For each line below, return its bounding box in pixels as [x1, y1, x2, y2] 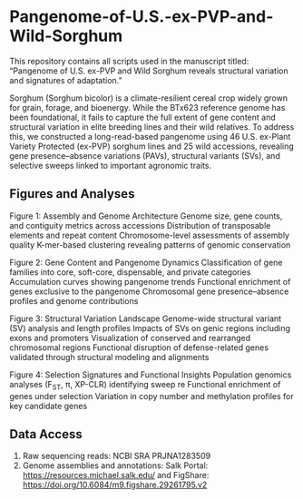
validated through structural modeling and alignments [9, 351, 210, 362]
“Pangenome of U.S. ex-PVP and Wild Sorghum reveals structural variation [9, 65, 288, 76]
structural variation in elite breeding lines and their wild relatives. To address [9, 121, 295, 132]
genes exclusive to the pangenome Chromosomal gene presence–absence [9, 286, 289, 297]
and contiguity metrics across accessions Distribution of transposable [9, 220, 271, 230]
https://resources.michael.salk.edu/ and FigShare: [22, 470, 210, 481]
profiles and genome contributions [9, 295, 139, 306]
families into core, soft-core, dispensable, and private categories [9, 266, 251, 278]
